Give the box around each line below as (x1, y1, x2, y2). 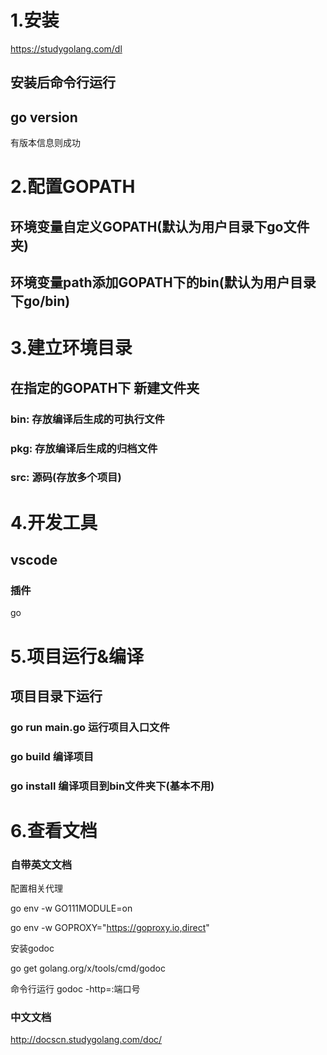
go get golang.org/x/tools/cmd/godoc (10, 962, 166, 975)
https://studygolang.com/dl (10, 42, 123, 55)
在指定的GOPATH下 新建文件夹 (10, 379, 200, 396)
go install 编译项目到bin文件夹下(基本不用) (10, 779, 215, 793)
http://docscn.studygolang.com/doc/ (10, 1034, 163, 1046)
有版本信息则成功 (10, 137, 81, 149)
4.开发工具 (10, 511, 98, 534)
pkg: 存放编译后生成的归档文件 (10, 441, 158, 455)
